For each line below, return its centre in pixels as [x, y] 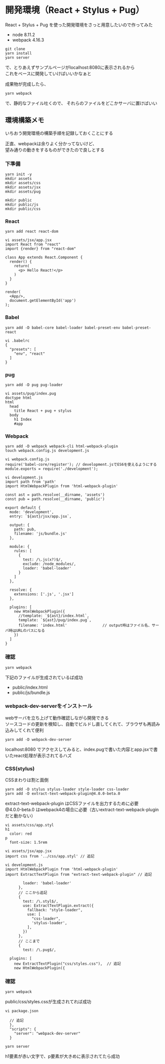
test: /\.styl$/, [41, 901]
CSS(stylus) [20, 769]
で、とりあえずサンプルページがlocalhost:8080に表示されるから [70, 67]
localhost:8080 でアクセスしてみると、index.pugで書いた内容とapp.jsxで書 [82, 749]
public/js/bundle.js [31, 693]
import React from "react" [33, 245]
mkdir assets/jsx [23, 187]
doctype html [19, 398]
